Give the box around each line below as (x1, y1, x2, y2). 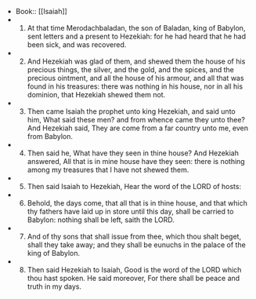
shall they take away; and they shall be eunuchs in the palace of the (27, 240, 247, 250)
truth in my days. (27, 282, 82, 291)
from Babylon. (27, 132, 73, 140)
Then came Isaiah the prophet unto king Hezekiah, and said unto (27, 107, 236, 116)
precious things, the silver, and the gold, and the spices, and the (27, 65, 235, 74)
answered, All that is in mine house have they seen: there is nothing (27, 157, 245, 166)
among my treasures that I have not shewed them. (27, 165, 189, 174)
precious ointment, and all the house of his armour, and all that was (27, 74, 244, 82)
